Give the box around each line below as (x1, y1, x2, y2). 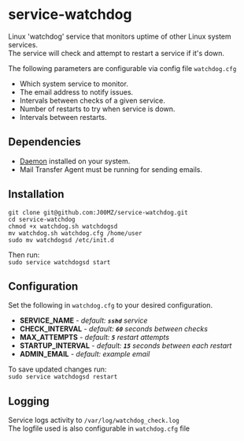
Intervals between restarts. (19, 112, 108, 121)
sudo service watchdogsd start (8, 258, 111, 266)
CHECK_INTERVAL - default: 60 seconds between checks (19, 324, 209, 334)
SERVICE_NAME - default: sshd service (19, 316, 148, 325)
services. (8, 39, 38, 49)
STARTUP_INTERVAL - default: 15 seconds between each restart (19, 341, 232, 350)
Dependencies (8, 136, 81, 149)
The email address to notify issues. (19, 87, 134, 96)
